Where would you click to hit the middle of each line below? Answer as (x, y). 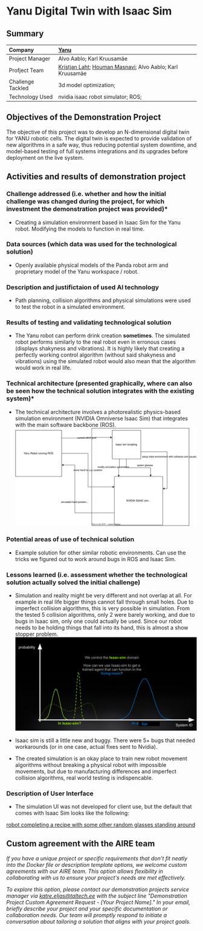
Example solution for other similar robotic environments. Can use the (100, 553)
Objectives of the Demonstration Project (84, 117)
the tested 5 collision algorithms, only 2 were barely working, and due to (105, 615)
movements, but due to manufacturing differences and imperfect (96, 771)
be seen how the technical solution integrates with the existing (100, 391)
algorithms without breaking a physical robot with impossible (91, 765)
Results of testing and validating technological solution (89, 323)
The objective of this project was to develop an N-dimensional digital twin (98, 132)
